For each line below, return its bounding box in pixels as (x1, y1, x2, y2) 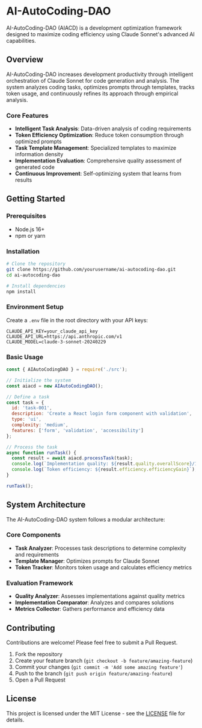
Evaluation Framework (6, 578, 73, 587)
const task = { (6, 400, 44, 406)
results (14, 176, 32, 184)
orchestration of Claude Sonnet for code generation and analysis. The (6, 77, 179, 84)
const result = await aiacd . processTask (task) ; (11, 455, 133, 461)
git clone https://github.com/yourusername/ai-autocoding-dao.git (6, 266, 176, 272)
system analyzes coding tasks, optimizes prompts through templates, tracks (6, 83, 195, 91)
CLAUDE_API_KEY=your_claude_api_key (6, 328, 98, 334)
